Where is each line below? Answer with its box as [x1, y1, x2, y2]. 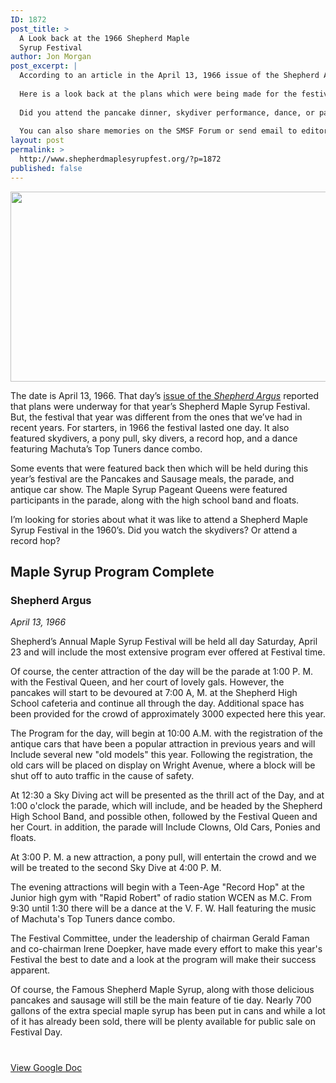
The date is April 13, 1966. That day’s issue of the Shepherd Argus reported [10, 389, 319, 401]
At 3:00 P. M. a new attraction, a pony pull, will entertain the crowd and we [10, 851, 317, 863]
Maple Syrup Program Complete [10, 564, 215, 581]
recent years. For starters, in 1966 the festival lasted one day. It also [10, 421, 290, 433]
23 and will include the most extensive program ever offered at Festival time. [10, 646, 326, 658]
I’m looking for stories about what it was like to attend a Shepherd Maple [10, 513, 308, 525]
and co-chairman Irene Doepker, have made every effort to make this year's [10, 943, 323, 955]
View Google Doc [10, 1061, 83, 1073]
